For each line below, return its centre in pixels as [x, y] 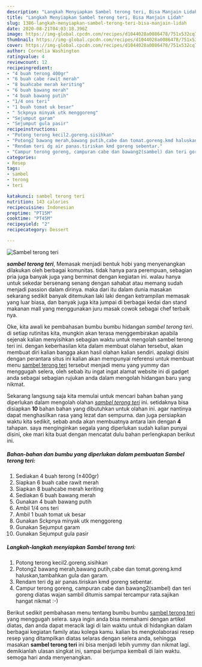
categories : [22, 157]
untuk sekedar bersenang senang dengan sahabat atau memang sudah [95, 283]
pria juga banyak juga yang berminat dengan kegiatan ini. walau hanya [94, 276]
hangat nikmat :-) [37, 601]
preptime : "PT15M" [30, 213]
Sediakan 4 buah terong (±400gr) [57, 476]
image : [15, 34]
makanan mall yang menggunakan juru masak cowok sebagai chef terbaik [99, 308]
